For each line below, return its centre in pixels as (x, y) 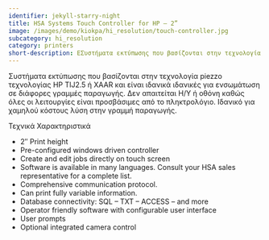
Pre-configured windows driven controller (89, 150)
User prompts (43, 219)
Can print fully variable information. (79, 193)
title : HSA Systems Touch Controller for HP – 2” (93, 23)
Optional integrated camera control (78, 227)
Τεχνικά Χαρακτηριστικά (50, 126)
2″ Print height (44, 141)
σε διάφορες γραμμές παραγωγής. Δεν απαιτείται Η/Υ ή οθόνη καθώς (126, 93)
